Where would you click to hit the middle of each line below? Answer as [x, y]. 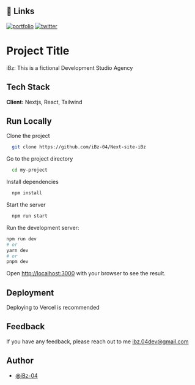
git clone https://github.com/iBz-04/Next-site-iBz [79, 147]
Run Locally [29, 121]
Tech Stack [28, 87]
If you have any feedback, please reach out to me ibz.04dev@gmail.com [97, 341]
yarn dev [17, 250]
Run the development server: [43, 227]
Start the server [26, 205]
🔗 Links [20, 11]
